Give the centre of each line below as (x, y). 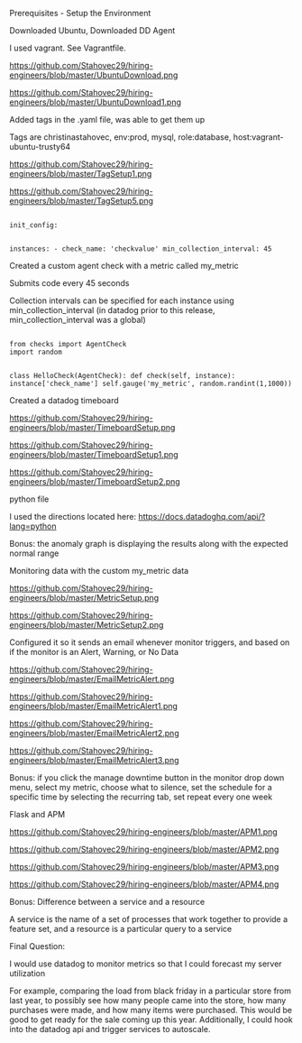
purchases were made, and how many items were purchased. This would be (151, 1010)
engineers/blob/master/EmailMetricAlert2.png (94, 733)
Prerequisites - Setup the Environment (80, 13)
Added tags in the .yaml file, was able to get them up (107, 120)
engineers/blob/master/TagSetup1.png (81, 174)
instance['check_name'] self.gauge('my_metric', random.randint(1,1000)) (151, 383)
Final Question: (37, 946)
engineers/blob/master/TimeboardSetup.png (92, 427)
